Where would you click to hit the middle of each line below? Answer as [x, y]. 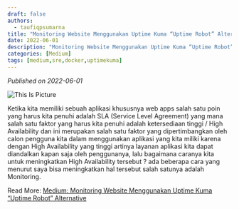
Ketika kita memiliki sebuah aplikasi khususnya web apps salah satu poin [114, 108]
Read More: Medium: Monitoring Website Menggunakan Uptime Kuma [110, 190]
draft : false [27, 14]
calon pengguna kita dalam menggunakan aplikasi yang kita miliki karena [114, 138]
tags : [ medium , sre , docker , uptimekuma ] [65, 61]
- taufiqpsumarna [39, 27]
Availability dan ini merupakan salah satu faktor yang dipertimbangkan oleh [117, 131]
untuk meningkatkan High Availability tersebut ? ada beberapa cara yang [114, 161]
